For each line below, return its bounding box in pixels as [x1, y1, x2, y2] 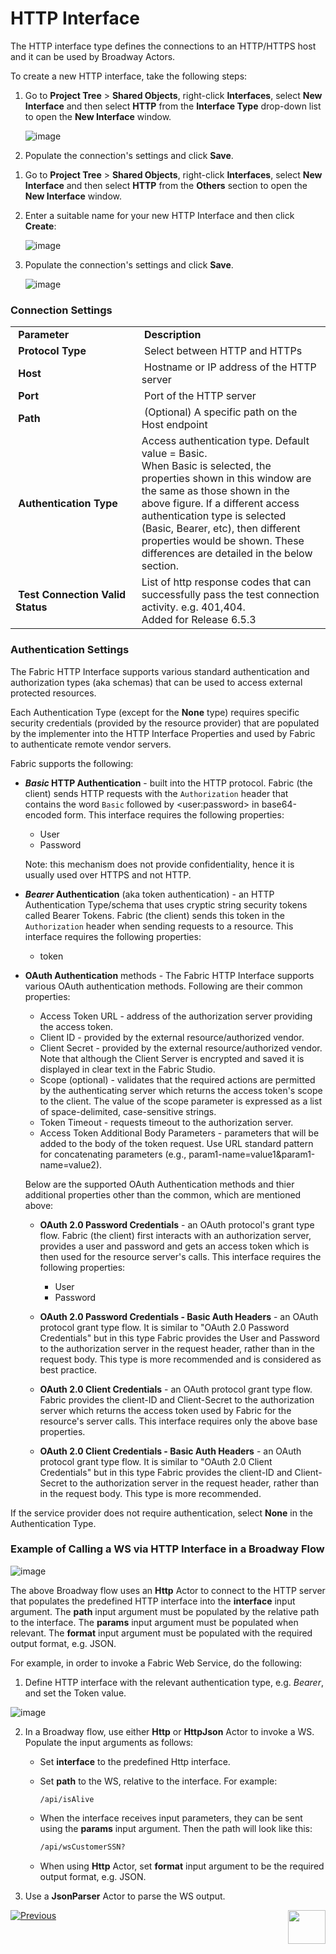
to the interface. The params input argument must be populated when [10, 1616, 299, 1628]
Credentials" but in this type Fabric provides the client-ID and [39, 1466, 293, 1478]
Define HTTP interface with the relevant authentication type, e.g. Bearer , [24, 1676, 324, 1688]
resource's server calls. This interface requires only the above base [39, 1415, 318, 1427]
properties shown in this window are [141, 472, 312, 486]
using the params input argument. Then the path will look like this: [39, 1822, 313, 1834]
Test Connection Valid [18, 588, 127, 602]
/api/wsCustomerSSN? [39, 1842, 126, 1852]
